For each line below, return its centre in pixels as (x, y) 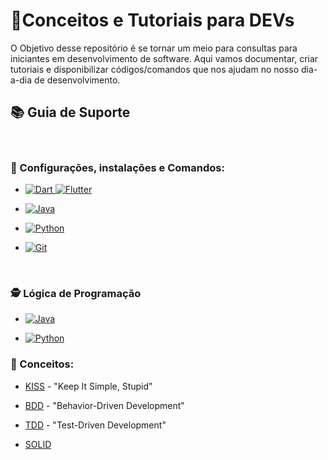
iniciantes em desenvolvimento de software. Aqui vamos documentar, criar (164, 58)
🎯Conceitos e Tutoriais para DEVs (152, 20)
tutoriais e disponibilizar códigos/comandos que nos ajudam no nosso (155, 69)
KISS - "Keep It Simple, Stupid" (88, 386)
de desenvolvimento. (77, 80)
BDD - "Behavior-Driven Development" (104, 405)
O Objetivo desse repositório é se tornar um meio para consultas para (154, 48)
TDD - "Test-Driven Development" (95, 425)
